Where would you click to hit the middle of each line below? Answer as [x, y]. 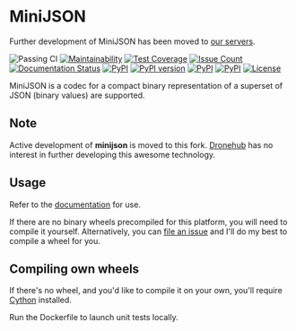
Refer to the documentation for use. [75, 205]
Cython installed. [40, 300]
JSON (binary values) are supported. [77, 95]
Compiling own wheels [74, 269]
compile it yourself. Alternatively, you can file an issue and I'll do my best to [148, 231]
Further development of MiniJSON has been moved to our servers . [132, 41]
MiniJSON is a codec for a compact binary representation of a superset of [146, 85]
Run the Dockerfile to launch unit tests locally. [94, 318]
